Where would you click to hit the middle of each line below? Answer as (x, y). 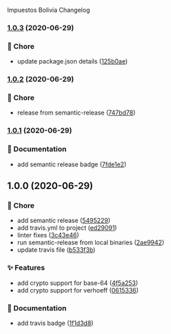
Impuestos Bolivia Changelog (49, 10)
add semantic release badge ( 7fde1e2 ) (72, 164)
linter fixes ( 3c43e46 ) (48, 235)
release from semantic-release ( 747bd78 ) (76, 112)
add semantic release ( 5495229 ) (64, 221)
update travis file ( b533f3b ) (56, 250)
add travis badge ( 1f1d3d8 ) (55, 323)
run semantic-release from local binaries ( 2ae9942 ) (91, 243)
